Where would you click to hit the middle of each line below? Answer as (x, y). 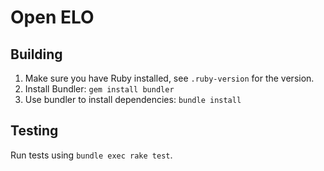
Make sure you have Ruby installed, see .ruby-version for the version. (169, 78)
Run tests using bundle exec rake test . (91, 155)
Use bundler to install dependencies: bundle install (133, 99)
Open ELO (52, 17)
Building (36, 54)
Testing (34, 131)
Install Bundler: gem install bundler (99, 89)
